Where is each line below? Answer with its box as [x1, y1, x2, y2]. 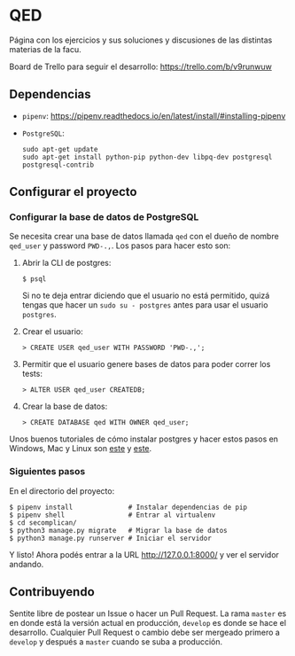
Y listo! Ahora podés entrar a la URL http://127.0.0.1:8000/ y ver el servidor [9, 549, 279, 559]
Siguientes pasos [9, 465, 86, 478]
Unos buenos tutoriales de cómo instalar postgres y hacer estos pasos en [9, 433, 279, 444]
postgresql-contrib [21, 160, 95, 169]
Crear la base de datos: [21, 401, 108, 412]
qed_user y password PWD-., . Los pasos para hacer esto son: [9, 240, 231, 251]
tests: [21, 369, 43, 379]
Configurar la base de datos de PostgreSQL [9, 211, 199, 223]
